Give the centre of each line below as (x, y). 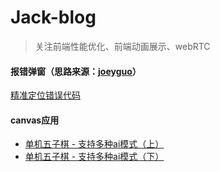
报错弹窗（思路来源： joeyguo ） (76, 71)
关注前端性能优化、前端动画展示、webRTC (122, 46)
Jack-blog (53, 17)
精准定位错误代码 (45, 95)
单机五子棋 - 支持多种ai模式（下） (94, 157)
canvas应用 (35, 120)
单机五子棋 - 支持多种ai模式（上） (94, 144)
